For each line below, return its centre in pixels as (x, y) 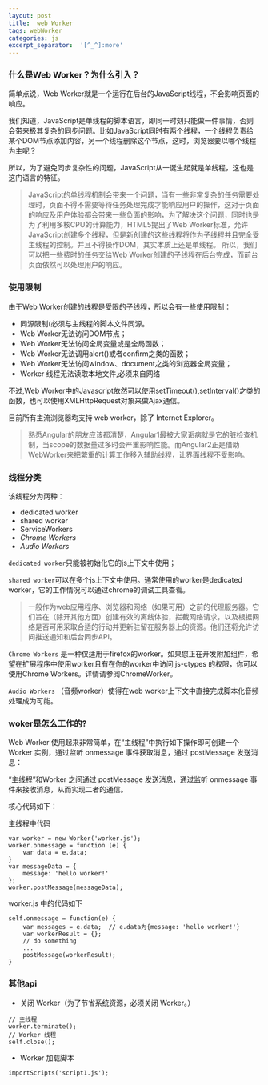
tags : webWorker (35, 30)
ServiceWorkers (46, 530)
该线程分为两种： (36, 496)
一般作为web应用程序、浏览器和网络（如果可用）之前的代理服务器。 (140, 607)
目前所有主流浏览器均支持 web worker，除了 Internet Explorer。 (113, 418)
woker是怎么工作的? (48, 723)
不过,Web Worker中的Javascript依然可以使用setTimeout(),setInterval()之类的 (134, 390)
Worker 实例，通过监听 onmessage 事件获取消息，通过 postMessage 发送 (130, 752)
